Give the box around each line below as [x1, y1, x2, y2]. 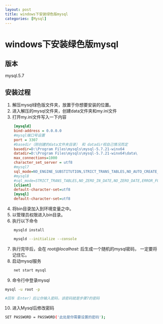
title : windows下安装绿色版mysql [5, 12, 68, 17]
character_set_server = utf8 [14, 160, 73, 165]
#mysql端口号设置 [14, 133, 45, 138]
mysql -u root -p [5, 287, 40, 292]
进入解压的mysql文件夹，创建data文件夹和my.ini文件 [12, 108, 117, 114]
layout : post [5, 7, 32, 12]
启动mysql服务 [12, 258, 42, 264]
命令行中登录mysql [12, 277, 50, 283]
